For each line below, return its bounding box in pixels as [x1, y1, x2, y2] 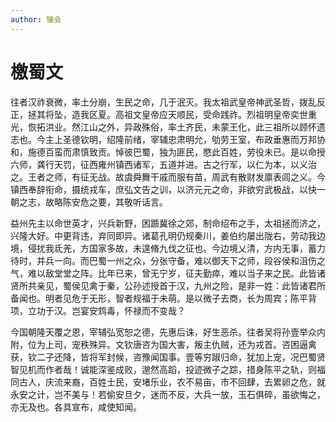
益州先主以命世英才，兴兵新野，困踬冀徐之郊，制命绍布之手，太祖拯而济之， [10, 217, 326, 229]
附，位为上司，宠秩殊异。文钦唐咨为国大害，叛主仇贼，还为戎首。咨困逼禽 [10, 338, 317, 350]
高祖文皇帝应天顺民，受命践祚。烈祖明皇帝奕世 [114, 108, 308, 120]
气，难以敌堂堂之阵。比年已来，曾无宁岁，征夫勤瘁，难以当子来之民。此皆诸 [10, 267, 326, 279]
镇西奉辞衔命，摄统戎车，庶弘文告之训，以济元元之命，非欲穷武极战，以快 [10, 183, 317, 195]
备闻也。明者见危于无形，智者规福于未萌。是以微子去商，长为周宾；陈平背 [10, 292, 317, 304]
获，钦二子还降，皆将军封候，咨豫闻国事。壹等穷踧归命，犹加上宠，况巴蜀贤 [10, 351, 326, 363]
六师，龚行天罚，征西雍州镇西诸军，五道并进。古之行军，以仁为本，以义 [10, 158, 308, 170]
